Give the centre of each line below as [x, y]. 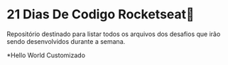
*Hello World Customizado [46, 55]
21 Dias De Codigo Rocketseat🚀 [101, 14]
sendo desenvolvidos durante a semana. [66, 41]
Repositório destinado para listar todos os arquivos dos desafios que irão [114, 34]
